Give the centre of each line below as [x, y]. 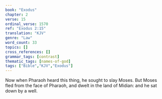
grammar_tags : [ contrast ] [32, 57]
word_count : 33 [21, 43]
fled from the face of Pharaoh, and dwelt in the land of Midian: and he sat [81, 85]
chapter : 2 [17, 15]
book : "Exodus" [21, 10]
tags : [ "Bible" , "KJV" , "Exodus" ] [39, 66]
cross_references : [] [28, 52]
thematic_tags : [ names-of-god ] [38, 61]
